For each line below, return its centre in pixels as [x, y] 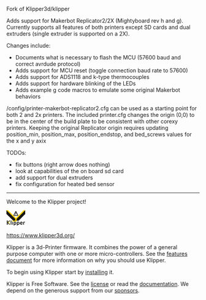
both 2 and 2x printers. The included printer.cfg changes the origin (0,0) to [101, 115]
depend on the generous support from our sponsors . [73, 291]
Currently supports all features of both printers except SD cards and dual [98, 27]
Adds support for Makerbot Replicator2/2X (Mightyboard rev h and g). [95, 21]
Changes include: [29, 46]
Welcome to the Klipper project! [46, 202]
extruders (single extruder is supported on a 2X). [68, 34]
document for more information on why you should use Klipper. [86, 260]
